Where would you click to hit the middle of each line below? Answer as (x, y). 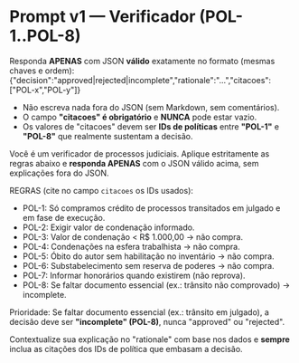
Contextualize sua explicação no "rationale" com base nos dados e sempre (150, 339)
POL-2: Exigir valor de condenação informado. (108, 227)
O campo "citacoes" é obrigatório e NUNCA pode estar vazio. (140, 117)
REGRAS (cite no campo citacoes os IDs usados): (102, 190)
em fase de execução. (64, 217)
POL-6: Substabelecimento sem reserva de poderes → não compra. (148, 265)
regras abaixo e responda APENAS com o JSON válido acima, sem (134, 163)
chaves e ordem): (42, 71)
